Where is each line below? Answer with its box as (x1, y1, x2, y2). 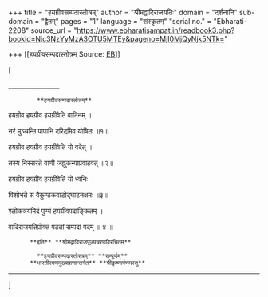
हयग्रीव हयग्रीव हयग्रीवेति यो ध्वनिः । (8, 174, 95, 184)
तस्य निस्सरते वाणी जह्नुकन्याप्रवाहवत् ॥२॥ (8, 158, 114, 168)
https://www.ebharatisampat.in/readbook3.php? (77, 26, 235, 35)
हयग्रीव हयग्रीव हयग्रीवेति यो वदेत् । (8, 142, 93, 152)
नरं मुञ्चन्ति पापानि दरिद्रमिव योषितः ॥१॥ (8, 126, 109, 136)
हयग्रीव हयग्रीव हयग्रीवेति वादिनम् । (8, 110, 93, 120)
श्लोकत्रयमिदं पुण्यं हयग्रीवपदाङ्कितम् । (8, 206, 104, 216)
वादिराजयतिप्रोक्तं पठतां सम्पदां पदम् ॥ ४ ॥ (8, 222, 113, 232)
